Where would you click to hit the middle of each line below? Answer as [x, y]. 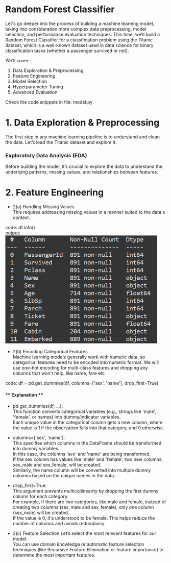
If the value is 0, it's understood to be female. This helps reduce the [84, 518]
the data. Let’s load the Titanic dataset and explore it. [61, 142]
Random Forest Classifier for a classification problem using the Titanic [79, 40]
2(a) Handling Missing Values [44, 207]
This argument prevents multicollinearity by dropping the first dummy [86, 491]
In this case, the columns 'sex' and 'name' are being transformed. [82, 454]
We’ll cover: [18, 60]
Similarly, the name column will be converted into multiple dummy [82, 470]
